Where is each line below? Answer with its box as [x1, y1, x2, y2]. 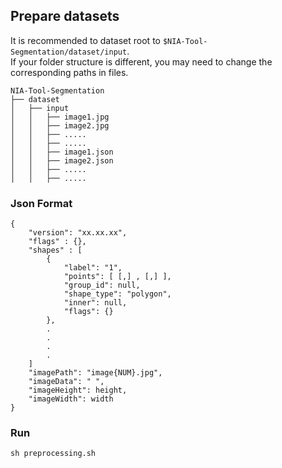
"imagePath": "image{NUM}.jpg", [28, 368, 163, 378]
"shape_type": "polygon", [63, 289, 172, 299]
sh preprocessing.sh [10, 449, 97, 459]
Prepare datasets [10, 8, 120, 25]
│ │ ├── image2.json [10, 155, 114, 166]
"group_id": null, [63, 280, 141, 291]
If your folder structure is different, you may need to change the [10, 55, 273, 68]
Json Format [10, 196, 73, 210]
